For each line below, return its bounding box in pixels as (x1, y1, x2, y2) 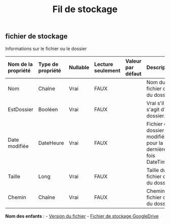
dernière (146, 146, 167, 153)
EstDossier (8, 106, 34, 113)
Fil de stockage (52, 4, 118, 15)
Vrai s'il (146, 100, 164, 107)
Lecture (94, 61, 113, 68)
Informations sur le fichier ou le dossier (5, 46, 87, 52)
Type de (38, 61, 59, 68)
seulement (94, 67, 120, 74)
